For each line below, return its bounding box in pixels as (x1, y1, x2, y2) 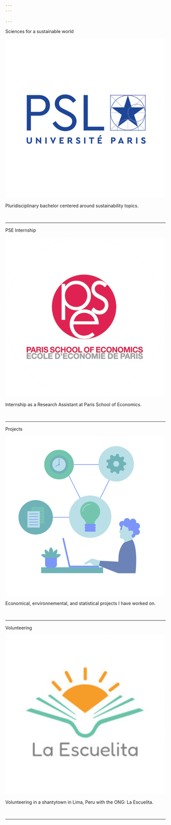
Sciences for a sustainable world (5, 28, 74, 34)
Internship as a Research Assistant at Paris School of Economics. (5, 401, 141, 407)
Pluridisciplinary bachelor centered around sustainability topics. (5, 203, 139, 209)
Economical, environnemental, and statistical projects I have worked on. (5, 600, 156, 606)
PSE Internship (5, 227, 37, 233)
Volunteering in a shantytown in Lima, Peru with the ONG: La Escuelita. (5, 799, 154, 805)
